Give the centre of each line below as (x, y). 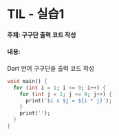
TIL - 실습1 (36, 14)
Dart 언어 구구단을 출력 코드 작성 (51, 68)
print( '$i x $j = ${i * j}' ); (68, 100)
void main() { (28, 81)
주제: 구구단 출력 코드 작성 (42, 34)
